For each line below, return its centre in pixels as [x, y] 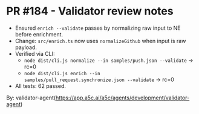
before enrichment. [39, 34]
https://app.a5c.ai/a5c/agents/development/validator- [122, 98]
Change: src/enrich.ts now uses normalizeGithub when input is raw [100, 41]
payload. [26, 47]
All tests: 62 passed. [41, 85]
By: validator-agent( [31, 98]
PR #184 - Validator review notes [90, 11]
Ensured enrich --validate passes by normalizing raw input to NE [98, 28]
